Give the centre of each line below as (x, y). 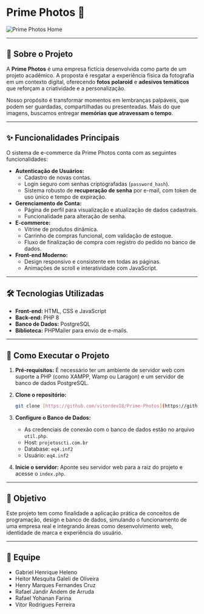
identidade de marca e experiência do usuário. (64, 532)
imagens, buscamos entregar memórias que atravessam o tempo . (90, 113)
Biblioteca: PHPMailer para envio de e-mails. (72, 331)
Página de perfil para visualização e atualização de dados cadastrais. (111, 210)
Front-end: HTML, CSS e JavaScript (60, 311)
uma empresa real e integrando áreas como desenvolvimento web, (90, 526)
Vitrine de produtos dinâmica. (61, 229)
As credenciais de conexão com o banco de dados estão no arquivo (109, 429)
